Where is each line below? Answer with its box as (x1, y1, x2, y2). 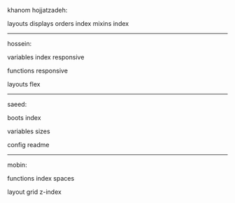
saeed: (7, 100, 27, 108)
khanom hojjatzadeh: (7, 6, 68, 14)
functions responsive (7, 66, 69, 75)
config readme (7, 141, 50, 149)
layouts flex (7, 80, 41, 88)
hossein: (7, 40, 32, 47)
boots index (7, 114, 41, 121)
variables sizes (7, 127, 50, 135)
